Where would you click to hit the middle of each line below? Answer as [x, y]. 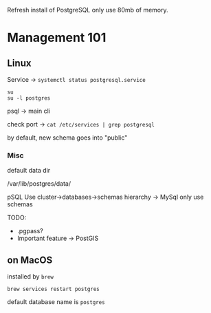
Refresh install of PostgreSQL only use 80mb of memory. [88, 10]
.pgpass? [30, 231]
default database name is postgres [56, 302]
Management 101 [57, 38]
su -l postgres [29, 98]
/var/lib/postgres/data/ [39, 184]
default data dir [29, 171]
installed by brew [30, 277]
